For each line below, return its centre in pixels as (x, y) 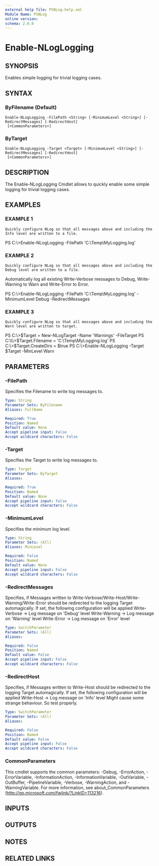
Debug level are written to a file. (42, 270)
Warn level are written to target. (41, 326)
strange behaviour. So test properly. (41, 703)
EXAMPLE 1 (19, 219)
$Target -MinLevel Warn (30, 351)
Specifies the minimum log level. (38, 529)
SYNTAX (19, 93)
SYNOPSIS (22, 66)
